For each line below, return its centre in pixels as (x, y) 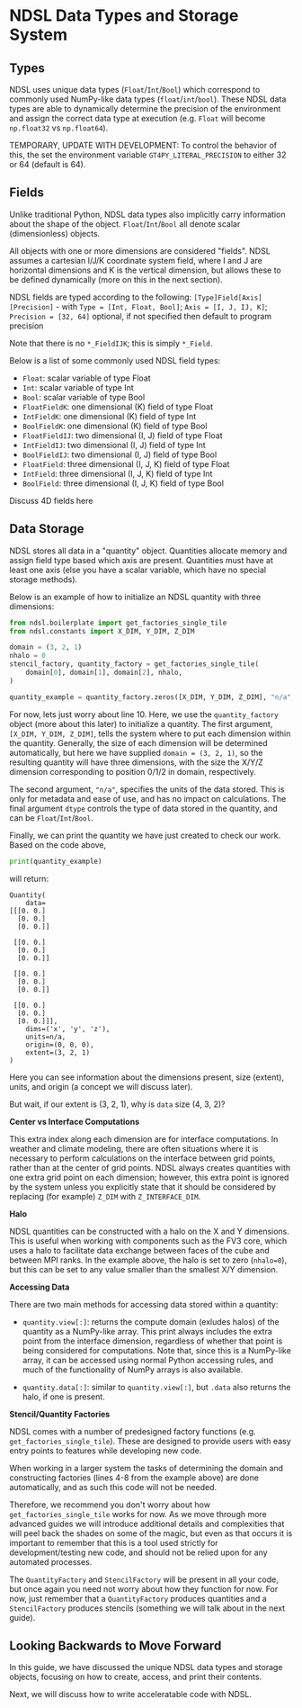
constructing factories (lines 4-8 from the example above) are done (134, 1478)
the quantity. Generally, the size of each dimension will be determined (138, 742)
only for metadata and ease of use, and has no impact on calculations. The (148, 798)
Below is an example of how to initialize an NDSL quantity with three (135, 597)
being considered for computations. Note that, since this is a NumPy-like (157, 1350)
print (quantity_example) (56, 861)
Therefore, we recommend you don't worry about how (110, 1505)
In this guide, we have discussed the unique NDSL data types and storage (146, 1668)
